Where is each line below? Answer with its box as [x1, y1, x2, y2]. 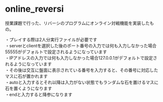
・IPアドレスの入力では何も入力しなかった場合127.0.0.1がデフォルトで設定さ [5, 55, 157, 61]
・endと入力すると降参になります [5, 91, 73, 97]
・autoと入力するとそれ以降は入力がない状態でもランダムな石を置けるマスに [5, 79, 159, 85]
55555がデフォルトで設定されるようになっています [5, 49, 107, 55]
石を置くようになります [5, 85, 52, 91]
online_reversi [5, 3, 64, 15]
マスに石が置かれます [5, 73, 48, 79]
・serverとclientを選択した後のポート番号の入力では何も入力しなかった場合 [5, 42, 157, 48]
